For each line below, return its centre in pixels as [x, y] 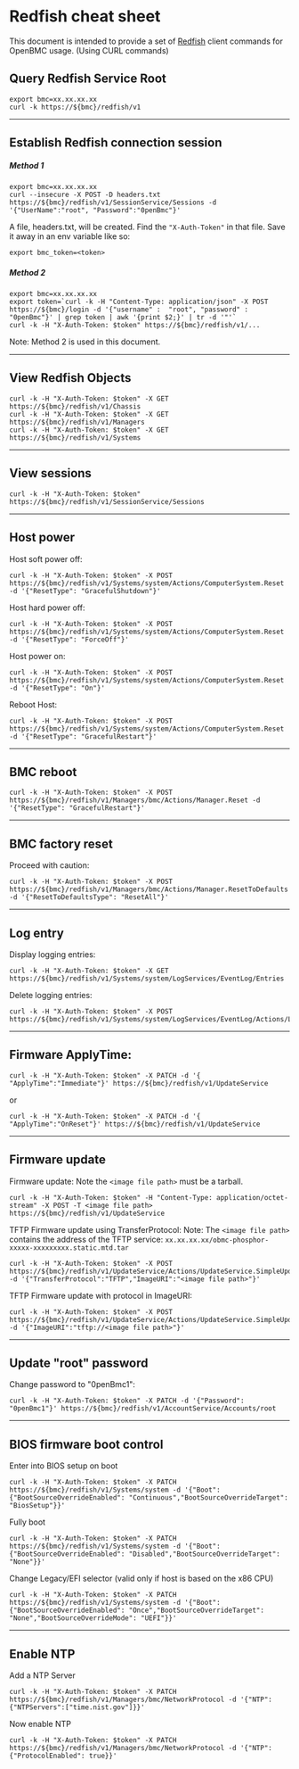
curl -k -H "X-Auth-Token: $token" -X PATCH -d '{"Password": [127, 1401]
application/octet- [253, 1197]
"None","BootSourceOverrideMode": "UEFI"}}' [93, 1618]
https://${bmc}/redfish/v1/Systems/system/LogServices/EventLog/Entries [147, 979]
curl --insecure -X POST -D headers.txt [85, 195]
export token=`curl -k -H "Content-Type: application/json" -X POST [139, 302]
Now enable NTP [40, 1724]
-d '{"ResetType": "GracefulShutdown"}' [85, 591]
